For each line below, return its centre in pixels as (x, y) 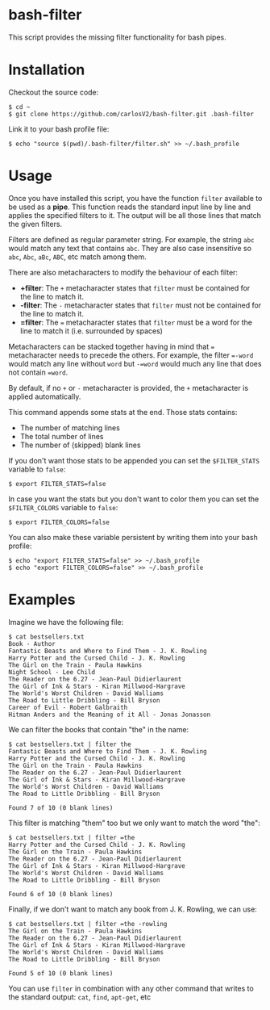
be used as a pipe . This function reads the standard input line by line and (130, 207)
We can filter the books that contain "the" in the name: (99, 729)
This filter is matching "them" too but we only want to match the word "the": (134, 823)
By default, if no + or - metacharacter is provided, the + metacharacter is (128, 388)
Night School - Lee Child (52, 672)
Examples (42, 600)
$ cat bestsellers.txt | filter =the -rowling (88, 924)
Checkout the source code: (54, 92)
